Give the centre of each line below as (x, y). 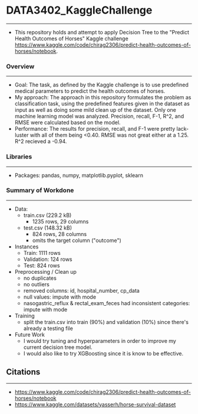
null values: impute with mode (60, 297)
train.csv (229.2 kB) (47, 215)
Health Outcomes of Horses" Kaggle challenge (71, 38)
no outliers (37, 284)
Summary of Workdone (40, 190)
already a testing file (48, 328)
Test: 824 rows (42, 265)
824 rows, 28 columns (60, 234)
